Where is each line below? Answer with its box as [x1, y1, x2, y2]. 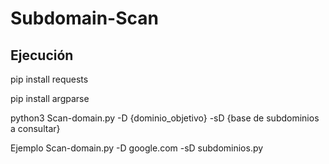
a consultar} [10, 123, 61, 134]
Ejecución [10, 47, 74, 64]
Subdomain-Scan [10, 7, 159, 30]
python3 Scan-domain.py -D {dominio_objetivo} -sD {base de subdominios [10, 112, 320, 124]
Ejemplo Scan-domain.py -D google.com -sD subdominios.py [10, 142, 264, 154]
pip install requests [10, 73, 89, 85]
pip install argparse [10, 93, 90, 104]
